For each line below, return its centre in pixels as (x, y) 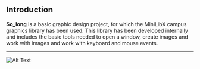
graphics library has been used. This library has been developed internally (97, 30)
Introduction (30, 10)
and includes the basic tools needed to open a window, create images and (97, 37)
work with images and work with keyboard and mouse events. (82, 43)
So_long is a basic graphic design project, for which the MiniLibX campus (96, 24)
